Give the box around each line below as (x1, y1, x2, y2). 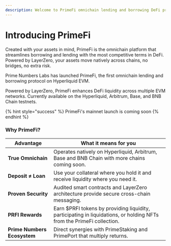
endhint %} (5, 114, 29, 120)
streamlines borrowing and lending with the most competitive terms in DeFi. (5, 51, 164, 58)
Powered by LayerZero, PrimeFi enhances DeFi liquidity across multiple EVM (5, 88, 166, 94)
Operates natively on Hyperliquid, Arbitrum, (53, 148, 157, 155)
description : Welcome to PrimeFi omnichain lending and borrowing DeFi (5, 7, 160, 13)
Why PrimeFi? (5, 126, 41, 133)
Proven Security (8, 190, 48, 197)
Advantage (14, 140, 42, 147)
